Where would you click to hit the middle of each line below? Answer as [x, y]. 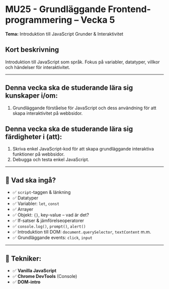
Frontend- [129, 9]
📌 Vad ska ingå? [31, 180]
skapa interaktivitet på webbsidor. [48, 113]
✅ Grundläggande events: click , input [52, 238]
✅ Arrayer [23, 209]
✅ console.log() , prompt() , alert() [49, 226]
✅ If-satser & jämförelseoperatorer [48, 221]
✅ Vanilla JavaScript [34, 271]
